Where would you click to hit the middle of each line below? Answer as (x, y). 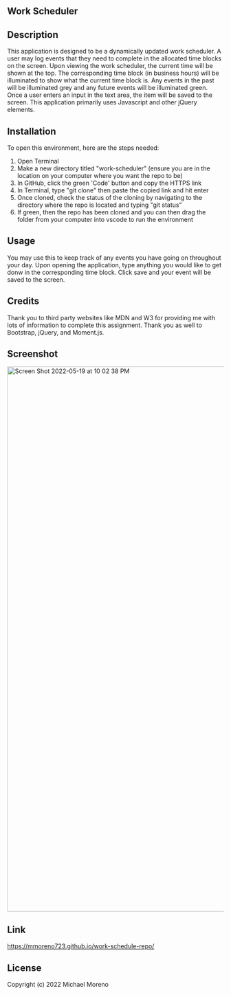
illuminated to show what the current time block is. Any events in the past (111, 80)
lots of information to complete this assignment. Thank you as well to (105, 325)
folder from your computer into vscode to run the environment (105, 220)
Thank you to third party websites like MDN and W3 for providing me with (111, 317)
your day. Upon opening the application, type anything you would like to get (114, 265)
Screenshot (33, 354)
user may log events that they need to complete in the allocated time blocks (114, 58)
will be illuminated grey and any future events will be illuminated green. (108, 88)
